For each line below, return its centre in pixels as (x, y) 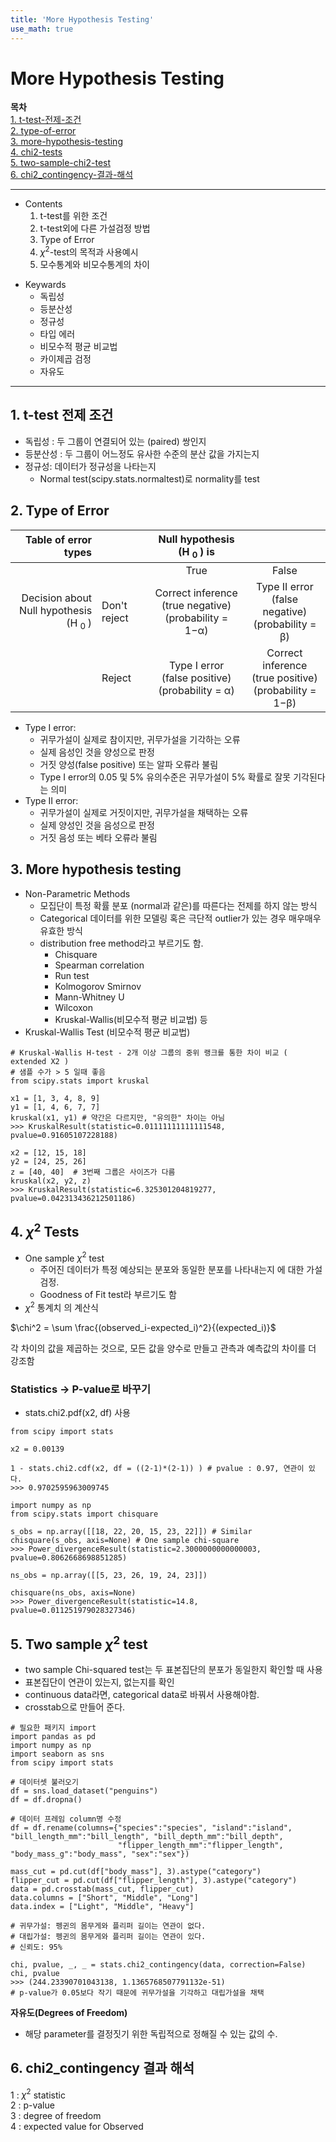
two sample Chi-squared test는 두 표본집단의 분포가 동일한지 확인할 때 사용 (173, 1669)
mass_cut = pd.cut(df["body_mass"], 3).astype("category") (136, 1871)
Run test (72, 975)
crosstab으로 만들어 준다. (75, 1707)
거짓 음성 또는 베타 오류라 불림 (98, 837)
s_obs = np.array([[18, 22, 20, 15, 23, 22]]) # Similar (131, 1532)
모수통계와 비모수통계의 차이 (94, 265)
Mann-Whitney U (89, 997)
